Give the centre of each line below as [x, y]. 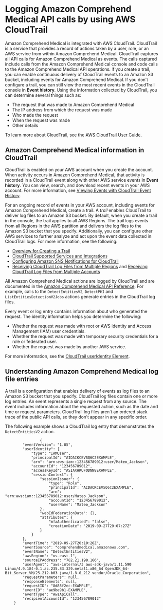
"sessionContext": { [52, 475]
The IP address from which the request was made [62, 110]
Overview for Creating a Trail [41, 251]
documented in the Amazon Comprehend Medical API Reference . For [74, 286]
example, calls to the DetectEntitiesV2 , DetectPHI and [59, 291]
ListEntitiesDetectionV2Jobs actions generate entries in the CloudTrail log [80, 296]
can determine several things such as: [43, 95]
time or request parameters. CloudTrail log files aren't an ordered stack [76, 412]
